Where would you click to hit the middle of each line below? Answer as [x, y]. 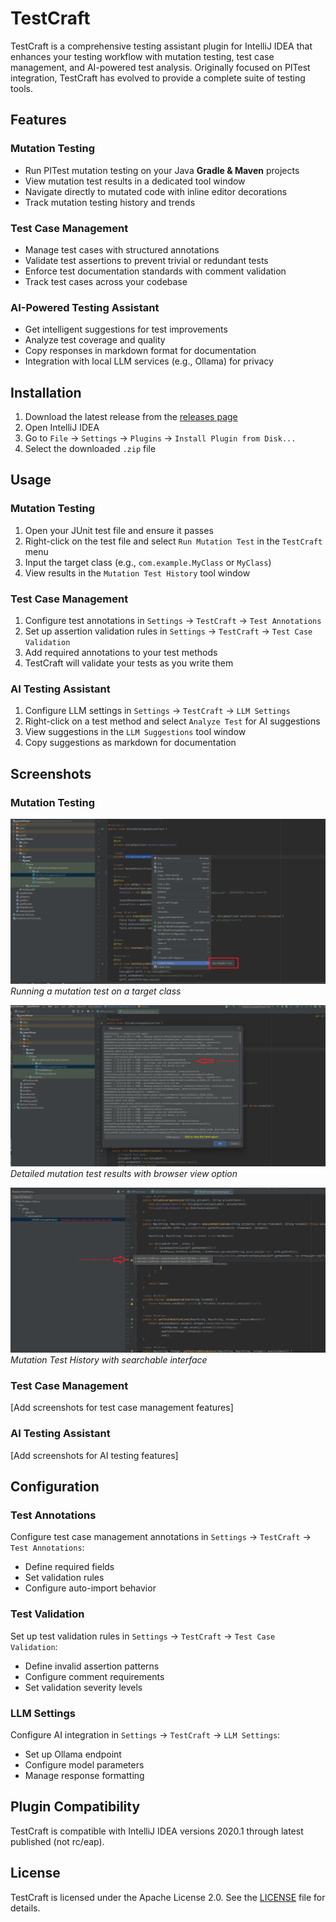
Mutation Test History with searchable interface [109, 1360]
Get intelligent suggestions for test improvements [126, 329]
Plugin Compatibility [75, 1807]
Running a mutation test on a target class [96, 991]
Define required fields [69, 1567]
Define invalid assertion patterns [92, 1666]
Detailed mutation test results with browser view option [124, 1173]
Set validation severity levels [83, 1687]
